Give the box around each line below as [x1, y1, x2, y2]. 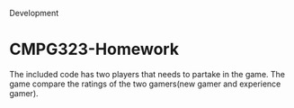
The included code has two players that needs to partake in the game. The [9, 68, 286, 79]
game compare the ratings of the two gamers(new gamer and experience [9, 78, 281, 89]
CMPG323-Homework [9, 40, 180, 59]
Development [9, 8, 59, 18]
